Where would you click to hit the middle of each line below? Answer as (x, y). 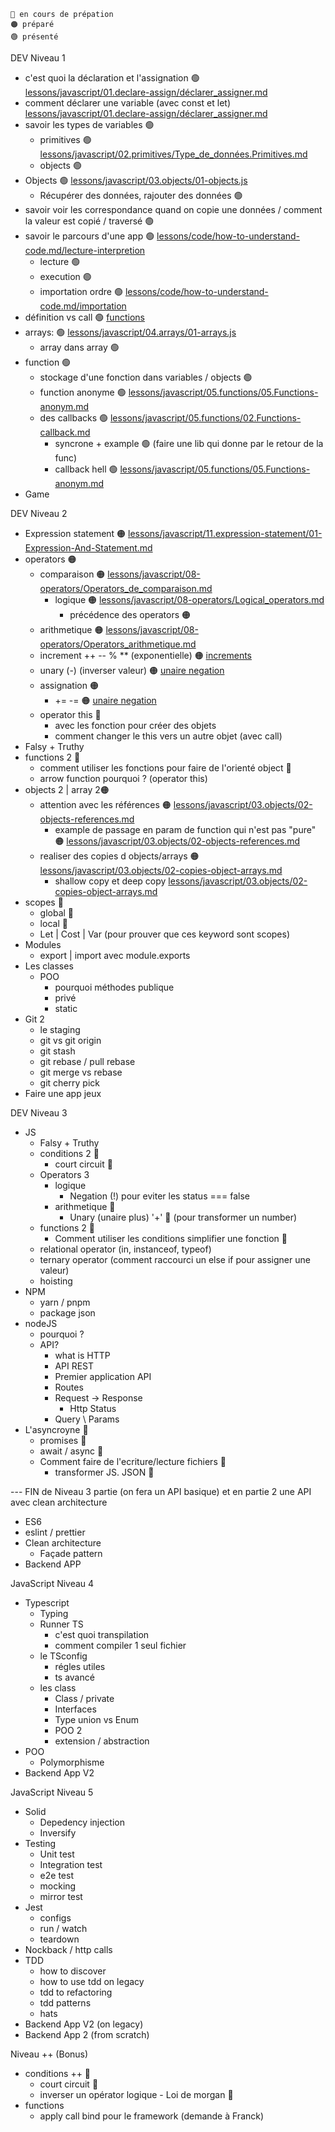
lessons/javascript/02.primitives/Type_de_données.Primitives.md (173, 154)
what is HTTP (82, 1355)
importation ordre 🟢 (81, 291)
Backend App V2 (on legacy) (84, 2024)
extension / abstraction (102, 1741)
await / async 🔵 (71, 1451)
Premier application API (103, 1376)
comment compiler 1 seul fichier (120, 1645)
